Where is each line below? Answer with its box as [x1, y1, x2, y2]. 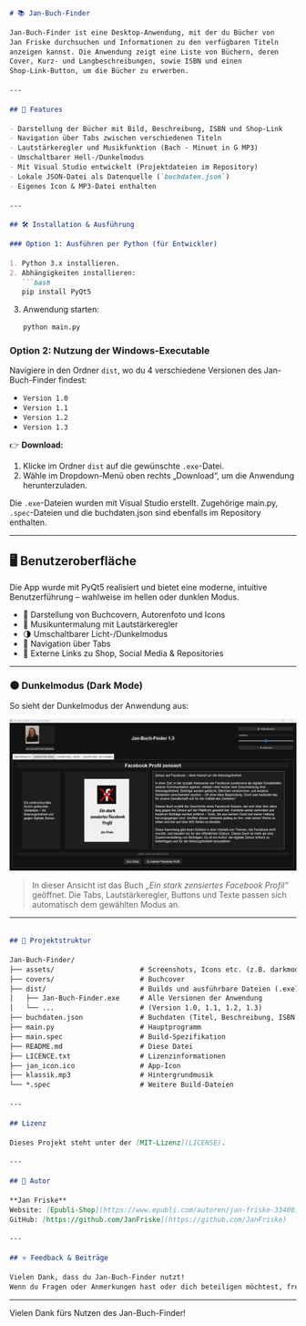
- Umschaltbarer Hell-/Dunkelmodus [9, 153, 145, 162]
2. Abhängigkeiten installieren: [9, 268, 137, 277]
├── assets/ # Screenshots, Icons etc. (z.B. [9, 965, 267, 974]
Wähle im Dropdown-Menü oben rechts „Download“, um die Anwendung [22, 470, 294, 481]
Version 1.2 [22, 414, 68, 423]
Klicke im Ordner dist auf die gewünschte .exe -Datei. [22, 460, 225, 472]
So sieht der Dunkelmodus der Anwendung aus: [9, 700, 189, 711]
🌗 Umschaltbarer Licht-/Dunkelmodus [22, 629, 168, 640]
